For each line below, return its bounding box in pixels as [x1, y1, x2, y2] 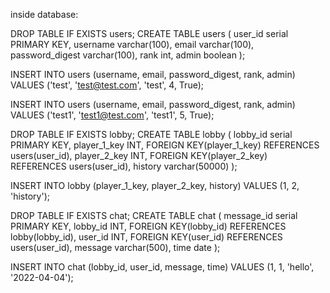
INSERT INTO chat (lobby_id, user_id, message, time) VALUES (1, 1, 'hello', [10, 261, 315, 273]
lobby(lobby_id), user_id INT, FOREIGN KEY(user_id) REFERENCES [10, 231, 283, 243]
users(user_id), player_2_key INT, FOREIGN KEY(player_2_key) [10, 150, 268, 161]
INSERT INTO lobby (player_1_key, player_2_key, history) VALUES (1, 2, [10, 180, 300, 191]
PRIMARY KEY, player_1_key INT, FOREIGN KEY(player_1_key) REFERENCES [10, 139, 320, 151]
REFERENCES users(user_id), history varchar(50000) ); [10, 160, 238, 172]
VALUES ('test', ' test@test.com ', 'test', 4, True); [10, 79, 204, 91]
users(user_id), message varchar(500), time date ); [10, 242, 221, 253]
